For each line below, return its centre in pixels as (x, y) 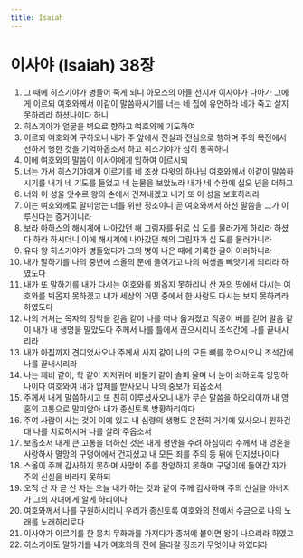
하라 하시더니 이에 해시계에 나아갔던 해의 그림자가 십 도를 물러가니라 (152, 239)
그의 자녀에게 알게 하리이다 (80, 499)
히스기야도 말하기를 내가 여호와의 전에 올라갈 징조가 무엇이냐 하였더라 (145, 544)
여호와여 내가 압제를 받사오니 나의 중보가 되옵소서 (135, 386)
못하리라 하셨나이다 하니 (66, 115)
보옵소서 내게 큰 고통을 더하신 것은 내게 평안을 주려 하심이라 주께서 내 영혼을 (157, 442)
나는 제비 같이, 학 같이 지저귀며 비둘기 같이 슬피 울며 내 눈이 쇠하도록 (144, 374)
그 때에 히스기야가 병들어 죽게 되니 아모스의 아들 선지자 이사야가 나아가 (147, 92)
